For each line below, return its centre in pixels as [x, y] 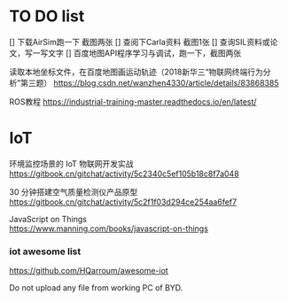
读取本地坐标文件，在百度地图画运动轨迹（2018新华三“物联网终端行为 [136, 72]
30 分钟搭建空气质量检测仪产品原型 [74, 191]
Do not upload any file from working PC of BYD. [96, 288]
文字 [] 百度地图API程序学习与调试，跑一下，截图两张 [144, 53]
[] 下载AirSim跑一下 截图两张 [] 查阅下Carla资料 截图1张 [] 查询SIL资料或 [140, 42]
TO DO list [47, 16]
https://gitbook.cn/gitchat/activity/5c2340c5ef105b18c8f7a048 [124, 174]
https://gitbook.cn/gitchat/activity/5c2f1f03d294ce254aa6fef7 [123, 202]
